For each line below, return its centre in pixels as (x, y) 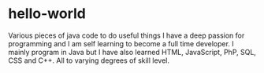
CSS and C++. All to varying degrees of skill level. (89, 60)
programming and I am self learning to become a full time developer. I (121, 43)
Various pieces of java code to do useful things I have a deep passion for (126, 35)
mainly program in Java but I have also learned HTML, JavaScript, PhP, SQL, (132, 52)
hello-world (47, 14)
